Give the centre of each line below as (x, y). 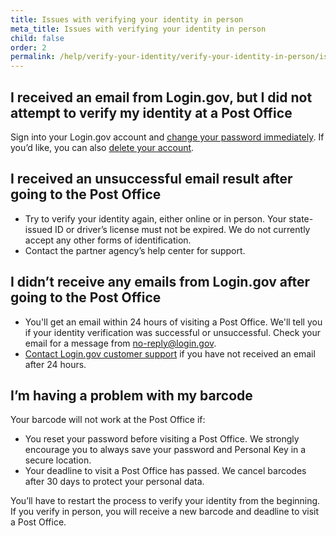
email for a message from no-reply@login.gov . (120, 343)
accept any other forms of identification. (108, 240)
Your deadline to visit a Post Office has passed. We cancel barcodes (165, 471)
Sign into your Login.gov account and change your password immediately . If (167, 137)
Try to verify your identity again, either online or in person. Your (155, 218)
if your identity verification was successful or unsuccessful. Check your (172, 332)
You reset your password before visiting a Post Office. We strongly (162, 439)
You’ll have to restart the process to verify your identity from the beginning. (165, 501)
